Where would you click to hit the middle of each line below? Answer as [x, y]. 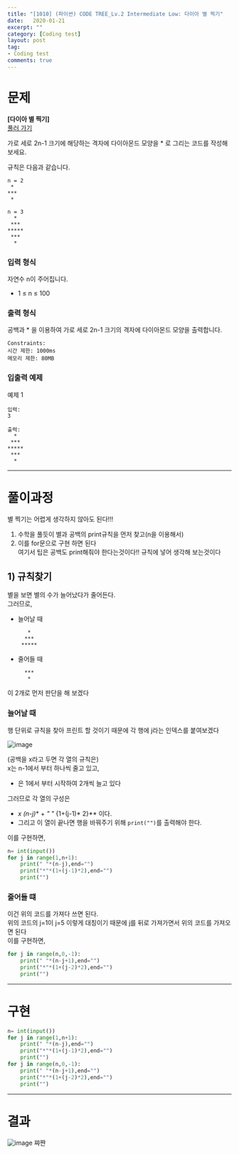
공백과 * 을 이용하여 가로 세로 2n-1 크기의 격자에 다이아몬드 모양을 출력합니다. [115, 330]
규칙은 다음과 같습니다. [39, 167]
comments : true [30, 61]
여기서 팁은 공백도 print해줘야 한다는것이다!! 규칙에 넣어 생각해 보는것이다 [119, 552]
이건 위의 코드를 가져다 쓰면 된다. [53, 914]
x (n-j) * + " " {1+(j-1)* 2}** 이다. [65, 813]
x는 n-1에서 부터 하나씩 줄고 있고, [53, 768]
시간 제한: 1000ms [32, 351]
